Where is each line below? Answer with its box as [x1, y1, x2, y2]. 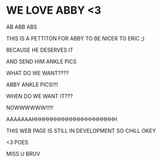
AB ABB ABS [6, 23, 38, 30]
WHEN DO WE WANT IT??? [6, 92, 73, 99]
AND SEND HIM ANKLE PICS [6, 58, 77, 65]
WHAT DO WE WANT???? [6, 69, 69, 76]
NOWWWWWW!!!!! [6, 104, 54, 111]
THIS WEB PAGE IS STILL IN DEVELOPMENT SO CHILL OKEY [6, 127, 156, 134]
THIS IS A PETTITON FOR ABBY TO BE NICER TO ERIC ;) [6, 35, 145, 42]
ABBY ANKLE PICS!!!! [6, 81, 58, 88]
